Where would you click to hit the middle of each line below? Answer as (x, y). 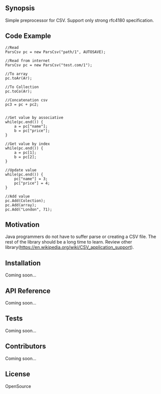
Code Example (28, 36)
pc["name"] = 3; (31, 179)
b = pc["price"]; (32, 130)
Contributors (26, 346)
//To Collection (22, 87)
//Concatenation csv (27, 100)
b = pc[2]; (25, 157)
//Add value (17, 196)
